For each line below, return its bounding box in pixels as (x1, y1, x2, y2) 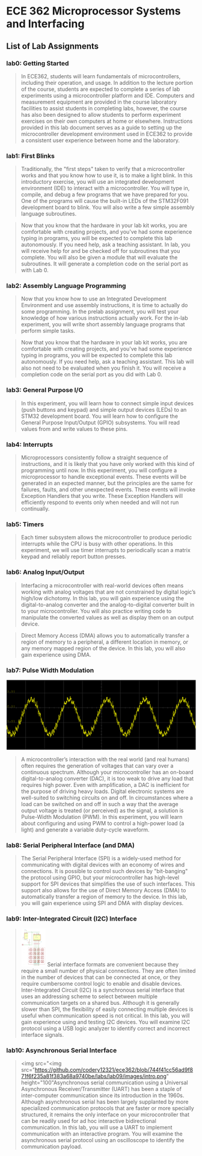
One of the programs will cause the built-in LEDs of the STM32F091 (20, 197, 189, 205)
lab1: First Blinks (6, 152, 55, 160)
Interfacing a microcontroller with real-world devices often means (20, 582, 184, 589)
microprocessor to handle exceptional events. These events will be (20, 473, 187, 480)
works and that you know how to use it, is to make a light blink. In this (20, 172, 193, 179)
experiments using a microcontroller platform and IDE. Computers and (20, 92, 195, 99)
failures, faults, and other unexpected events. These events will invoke (20, 486, 195, 493)
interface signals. (20, 1031, 64, 1038)
